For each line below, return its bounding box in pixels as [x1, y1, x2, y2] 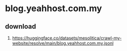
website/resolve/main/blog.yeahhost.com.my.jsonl [12, 40, 114, 46]
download [5, 22, 36, 31]
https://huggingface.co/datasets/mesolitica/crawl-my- [12, 35, 122, 41]
